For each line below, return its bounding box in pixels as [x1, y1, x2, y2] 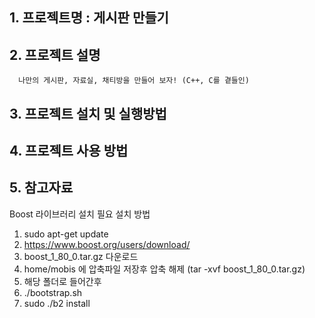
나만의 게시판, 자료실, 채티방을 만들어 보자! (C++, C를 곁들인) [18, 76, 250, 86]
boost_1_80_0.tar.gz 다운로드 [23, 250, 139, 262]
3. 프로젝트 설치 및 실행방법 [9, 105, 167, 122]
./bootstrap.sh [23, 286, 83, 298]
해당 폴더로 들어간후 [23, 275, 102, 287]
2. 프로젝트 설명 [9, 46, 101, 63]
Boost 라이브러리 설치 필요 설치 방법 [9, 208, 151, 220]
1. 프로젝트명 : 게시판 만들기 [9, 9, 169, 27]
